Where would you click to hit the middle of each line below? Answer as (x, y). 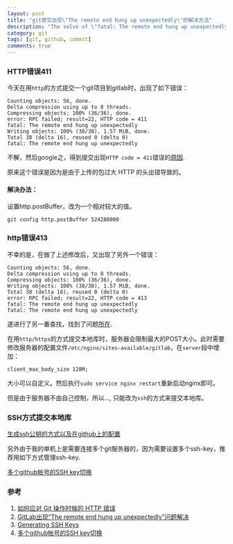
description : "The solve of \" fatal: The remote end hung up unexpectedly (118, 26)
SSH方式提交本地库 (40, 418)
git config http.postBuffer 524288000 (63, 220)
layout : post (26, 14)
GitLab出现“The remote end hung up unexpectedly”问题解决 (103, 517)
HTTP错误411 (29, 72)
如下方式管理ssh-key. (50, 458)
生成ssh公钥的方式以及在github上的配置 (64, 434)
